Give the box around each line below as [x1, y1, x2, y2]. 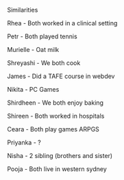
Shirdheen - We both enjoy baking [7, 99, 104, 107]
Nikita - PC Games [7, 86, 60, 93]
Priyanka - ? [7, 138, 41, 146]
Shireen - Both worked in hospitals [7, 112, 105, 120]
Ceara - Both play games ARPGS [7, 125, 99, 133]
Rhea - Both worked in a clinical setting [7, 19, 118, 27]
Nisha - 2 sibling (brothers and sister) [7, 152, 113, 159]
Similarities [7, 6, 38, 14]
